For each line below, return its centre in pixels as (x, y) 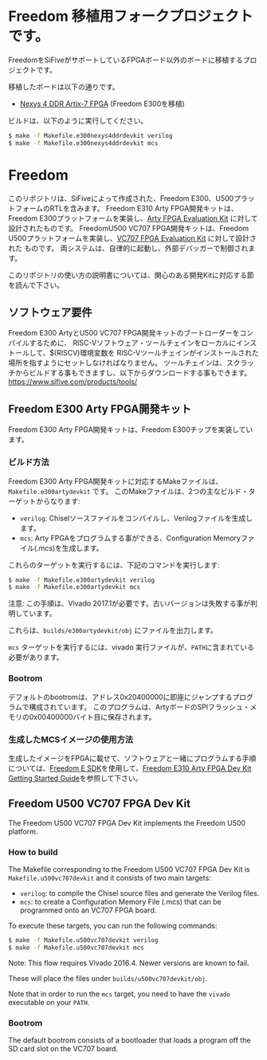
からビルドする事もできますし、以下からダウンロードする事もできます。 (133, 373)
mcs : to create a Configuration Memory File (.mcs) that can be (120, 902)
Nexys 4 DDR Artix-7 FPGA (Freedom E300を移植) (102, 104)
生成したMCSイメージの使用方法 (71, 740)
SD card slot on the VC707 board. (63, 1049)
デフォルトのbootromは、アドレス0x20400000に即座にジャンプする (120, 697)
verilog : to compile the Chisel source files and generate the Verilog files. (139, 893)
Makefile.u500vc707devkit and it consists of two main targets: (110, 878)
